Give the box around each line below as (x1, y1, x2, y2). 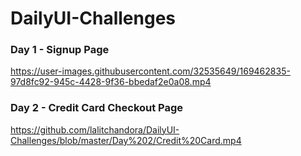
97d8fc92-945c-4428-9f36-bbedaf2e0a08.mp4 (10, 76, 212, 88)
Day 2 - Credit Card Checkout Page (10, 101, 184, 115)
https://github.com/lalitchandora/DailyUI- (10, 123, 180, 136)
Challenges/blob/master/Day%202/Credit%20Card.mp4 (10, 134, 242, 146)
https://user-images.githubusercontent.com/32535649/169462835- (10, 65, 291, 77)
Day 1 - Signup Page (10, 43, 110, 57)
